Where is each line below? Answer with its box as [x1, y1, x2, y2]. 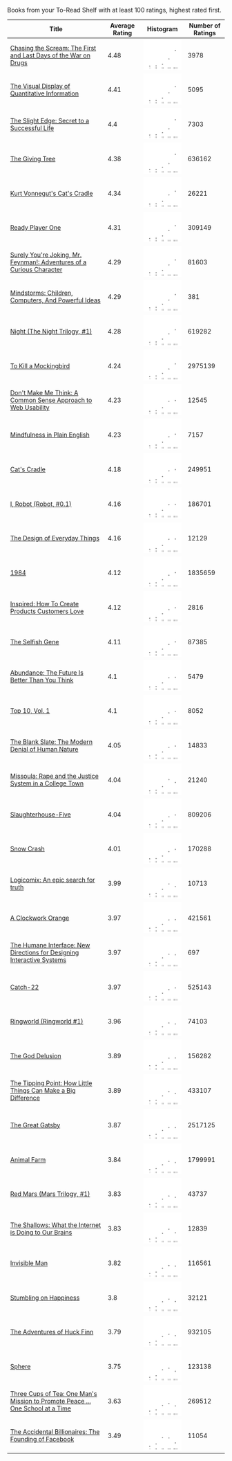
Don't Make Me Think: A [10, 389, 79, 397]
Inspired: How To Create [10, 599, 79, 608]
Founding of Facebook [10, 1435, 75, 1444]
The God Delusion [10, 1052, 61, 1060]
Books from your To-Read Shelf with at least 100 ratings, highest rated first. [7, 6, 222, 14]
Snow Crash [10, 844, 45, 853]
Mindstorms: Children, [10, 289, 73, 297]
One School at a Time [10, 1404, 71, 1413]
